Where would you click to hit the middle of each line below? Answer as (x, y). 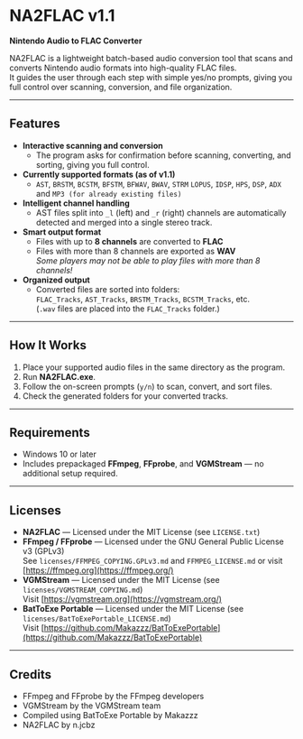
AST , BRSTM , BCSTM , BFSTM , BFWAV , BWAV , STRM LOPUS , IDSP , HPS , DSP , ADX (159, 184)
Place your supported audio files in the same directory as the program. (154, 367)
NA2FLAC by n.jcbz (59, 725)
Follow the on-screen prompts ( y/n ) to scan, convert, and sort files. (147, 386)
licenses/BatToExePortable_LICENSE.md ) (96, 618)
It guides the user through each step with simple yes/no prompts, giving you (151, 77)
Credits (31, 674)
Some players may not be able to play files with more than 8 (148, 260)
